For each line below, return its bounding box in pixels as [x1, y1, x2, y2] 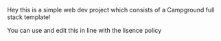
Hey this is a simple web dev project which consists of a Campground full [7, 6, 215, 14]
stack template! [7, 13, 51, 21]
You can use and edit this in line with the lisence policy [7, 27, 162, 34]
